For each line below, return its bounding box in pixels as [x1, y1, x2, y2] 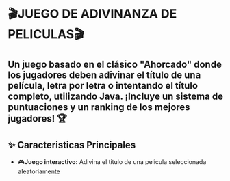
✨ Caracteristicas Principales [8, 139, 136, 151]
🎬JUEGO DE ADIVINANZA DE [8, 6, 177, 22]
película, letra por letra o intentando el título [8, 80, 198, 92]
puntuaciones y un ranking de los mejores [8, 101, 190, 113]
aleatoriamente [17, 167, 61, 176]
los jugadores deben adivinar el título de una [8, 69, 201, 81]
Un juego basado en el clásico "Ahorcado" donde [8, 58, 222, 70]
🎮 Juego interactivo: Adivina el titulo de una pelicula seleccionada [17, 158, 207, 166]
